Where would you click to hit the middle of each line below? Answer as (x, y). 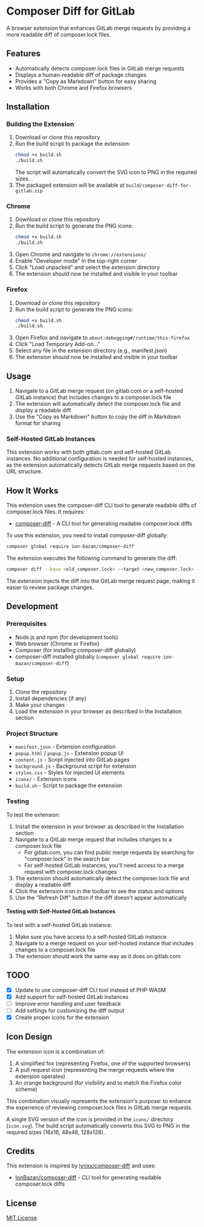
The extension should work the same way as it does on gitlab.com (98, 956)
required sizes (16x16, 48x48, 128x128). (56, 1132)
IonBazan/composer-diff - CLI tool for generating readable (88, 1178)
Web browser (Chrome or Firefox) (57, 644)
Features (23, 54)
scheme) (26, 1089)
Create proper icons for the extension (62, 1017)
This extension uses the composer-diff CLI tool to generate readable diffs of (101, 506)
